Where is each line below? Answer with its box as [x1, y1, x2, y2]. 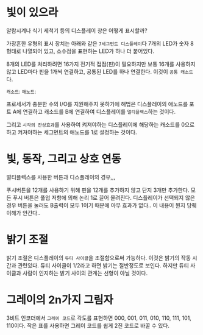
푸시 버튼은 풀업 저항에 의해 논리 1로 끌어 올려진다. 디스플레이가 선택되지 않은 [12, 194, 195, 201]
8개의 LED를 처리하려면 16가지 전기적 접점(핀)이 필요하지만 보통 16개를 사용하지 [6, 60, 196, 68]
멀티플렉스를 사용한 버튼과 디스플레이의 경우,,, [6, 173, 116, 180]
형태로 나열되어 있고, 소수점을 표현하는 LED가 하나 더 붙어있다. [6, 47, 154, 55]
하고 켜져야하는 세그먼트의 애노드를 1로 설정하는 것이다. [6, 129, 137, 136]
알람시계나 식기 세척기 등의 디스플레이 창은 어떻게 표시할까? [6, 27, 148, 34]
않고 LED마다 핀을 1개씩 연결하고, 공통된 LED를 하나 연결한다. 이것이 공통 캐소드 [6, 68, 193, 75]
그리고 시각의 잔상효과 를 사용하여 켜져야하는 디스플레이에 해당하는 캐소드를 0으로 [6, 121, 195, 128]
